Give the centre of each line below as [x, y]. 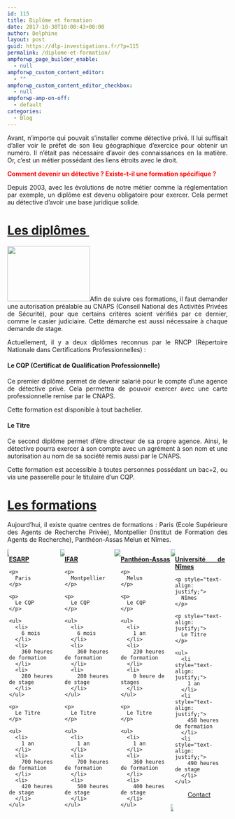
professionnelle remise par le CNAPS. [62, 395]
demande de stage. [35, 328]
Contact [199, 794]
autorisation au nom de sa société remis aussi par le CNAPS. [94, 456]
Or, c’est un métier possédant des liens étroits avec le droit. [93, 160]
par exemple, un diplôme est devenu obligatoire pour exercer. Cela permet [117, 195]
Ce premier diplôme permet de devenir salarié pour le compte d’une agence [117, 381]
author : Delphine [33, 33]
